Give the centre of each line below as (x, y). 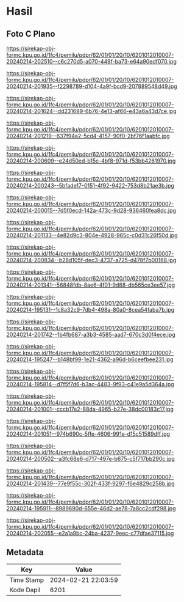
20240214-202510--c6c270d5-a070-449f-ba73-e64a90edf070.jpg (91, 61)
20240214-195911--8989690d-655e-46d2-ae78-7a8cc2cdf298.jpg (91, 508)
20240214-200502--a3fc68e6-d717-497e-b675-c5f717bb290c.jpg (90, 459)
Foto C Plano (31, 34)
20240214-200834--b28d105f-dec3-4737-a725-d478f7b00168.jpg (91, 260)
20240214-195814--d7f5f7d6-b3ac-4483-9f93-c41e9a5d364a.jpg (90, 384)
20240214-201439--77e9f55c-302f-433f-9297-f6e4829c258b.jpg (90, 483)
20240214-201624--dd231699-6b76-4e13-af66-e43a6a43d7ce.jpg (91, 111)
